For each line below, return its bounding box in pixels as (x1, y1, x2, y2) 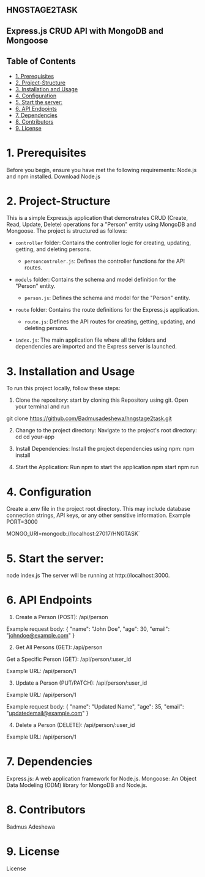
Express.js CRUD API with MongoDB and (6, 26, 164, 36)
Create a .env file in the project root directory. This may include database (6, 505, 191, 513)
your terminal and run (15, 403, 70, 410)
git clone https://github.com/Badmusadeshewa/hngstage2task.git (6, 415, 173, 422)
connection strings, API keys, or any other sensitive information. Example (6, 511, 191, 519)
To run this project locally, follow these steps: (6, 385, 121, 392)
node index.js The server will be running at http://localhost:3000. (6, 572, 170, 579)
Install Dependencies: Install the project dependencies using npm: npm (15, 445, 195, 453)
